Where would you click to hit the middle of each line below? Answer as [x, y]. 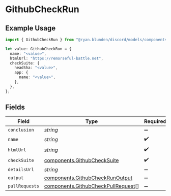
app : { [21, 73]
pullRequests [24, 186]
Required [155, 121]
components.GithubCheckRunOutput [88, 178]
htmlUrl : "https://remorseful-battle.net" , [56, 58]
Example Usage [31, 28]
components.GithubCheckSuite [81, 160]
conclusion [21, 130]
